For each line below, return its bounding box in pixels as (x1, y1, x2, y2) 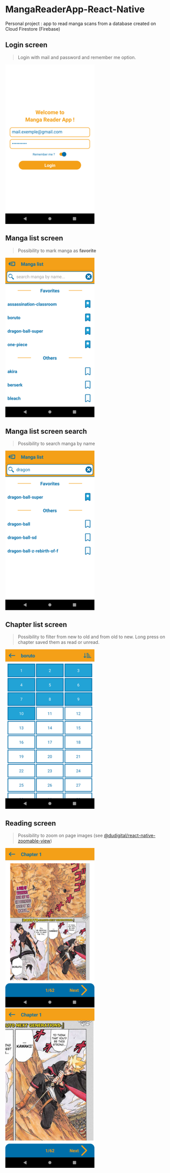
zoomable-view (17, 838, 51, 844)
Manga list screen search (5, 427, 88, 436)
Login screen (5, 41, 48, 49)
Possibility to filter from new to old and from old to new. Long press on (17, 634, 165, 640)
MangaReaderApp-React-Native (5, 4, 145, 15)
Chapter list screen (5, 620, 67, 629)
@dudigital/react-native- (104, 833, 156, 838)
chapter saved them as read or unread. (17, 639, 100, 645)
